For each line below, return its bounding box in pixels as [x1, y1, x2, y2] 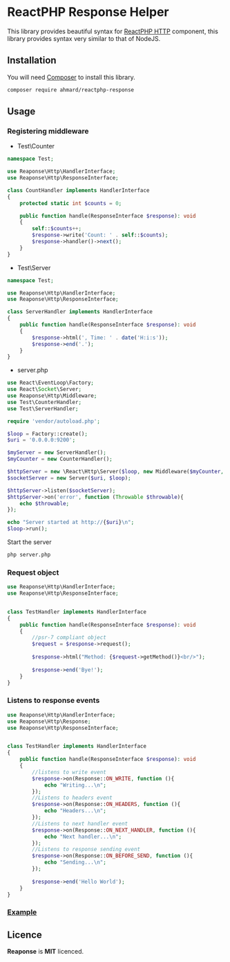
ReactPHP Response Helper [7, 4, 169, 20]
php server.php [7, 552, 51, 559]
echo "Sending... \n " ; [44, 859, 107, 866]
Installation [7, 55, 57, 67]
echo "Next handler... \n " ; [44, 833, 122, 840]
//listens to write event [32, 769, 107, 776]
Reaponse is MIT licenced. [7, 947, 84, 956]
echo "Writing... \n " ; [44, 781, 107, 789]
